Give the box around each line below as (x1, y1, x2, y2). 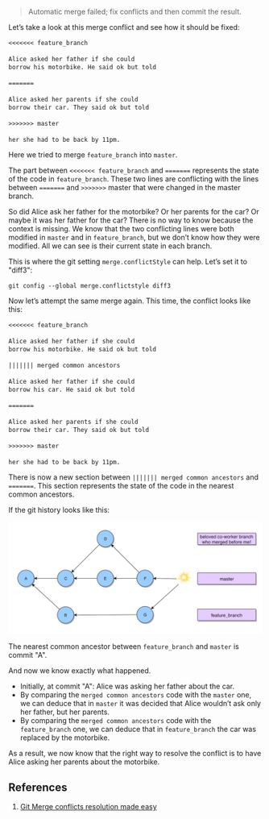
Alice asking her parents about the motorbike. (8, 757, 160, 767)
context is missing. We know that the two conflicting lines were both (8, 224, 235, 233)
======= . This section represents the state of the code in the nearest (8, 481, 234, 490)
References (8, 780, 68, 794)
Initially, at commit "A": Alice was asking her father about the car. (19, 681, 235, 692)
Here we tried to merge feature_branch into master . (8, 150, 178, 160)
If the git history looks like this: (8, 505, 110, 514)
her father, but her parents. (19, 707, 110, 717)
